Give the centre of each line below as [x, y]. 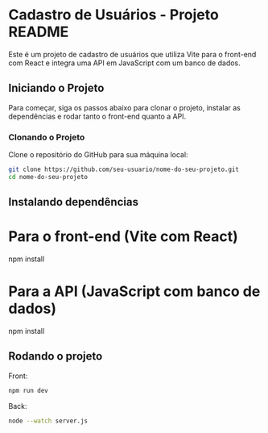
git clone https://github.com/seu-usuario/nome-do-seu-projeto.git [124, 170]
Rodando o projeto [56, 356]
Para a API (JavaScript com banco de [134, 291]
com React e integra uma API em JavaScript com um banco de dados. [125, 63]
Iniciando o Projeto [56, 88]
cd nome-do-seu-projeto [48, 177]
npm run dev [28, 390]
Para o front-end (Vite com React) [124, 237]
